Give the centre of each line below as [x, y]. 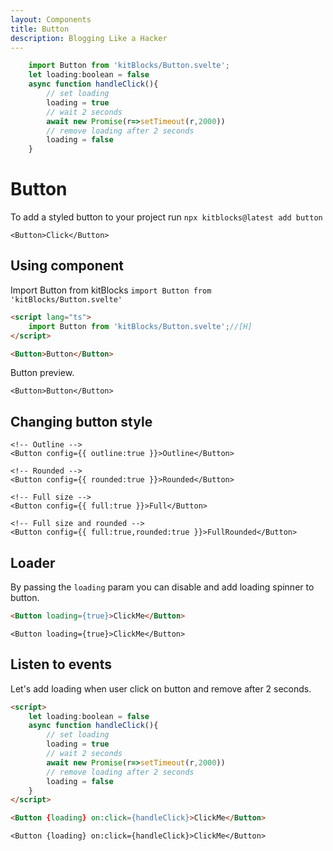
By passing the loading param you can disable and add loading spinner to [162, 587]
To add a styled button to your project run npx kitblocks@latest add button [166, 217]
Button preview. [42, 373]
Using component [67, 266]
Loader [33, 562]
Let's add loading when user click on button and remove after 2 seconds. [161, 688]
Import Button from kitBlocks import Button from [111, 290]
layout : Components [51, 19]
